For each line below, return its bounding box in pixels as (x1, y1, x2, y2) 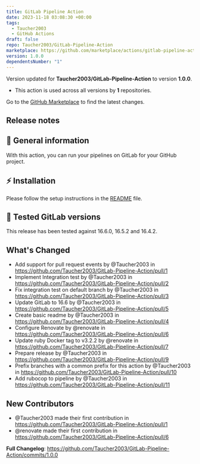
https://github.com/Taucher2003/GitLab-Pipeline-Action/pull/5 (14, 305, 169, 313)
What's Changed (6, 245, 70, 255)
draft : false (6, 36, 39, 42)
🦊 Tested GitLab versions (6, 212, 101, 222)
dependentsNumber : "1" (6, 58, 62, 64)
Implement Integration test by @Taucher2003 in (14, 274, 133, 281)
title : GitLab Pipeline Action (6, 8, 84, 15)
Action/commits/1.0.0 (6, 451, 58, 458)
